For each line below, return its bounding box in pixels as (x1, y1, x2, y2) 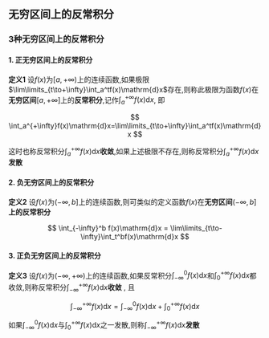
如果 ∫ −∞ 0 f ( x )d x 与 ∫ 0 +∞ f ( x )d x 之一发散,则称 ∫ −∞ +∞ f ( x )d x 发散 (8, 319, 200, 332)
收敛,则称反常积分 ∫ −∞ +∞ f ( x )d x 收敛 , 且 (8, 281, 135, 294)
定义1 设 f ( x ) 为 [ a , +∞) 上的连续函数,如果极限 (8, 75, 150, 84)
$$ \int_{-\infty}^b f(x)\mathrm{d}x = (47, 223, 169, 233)
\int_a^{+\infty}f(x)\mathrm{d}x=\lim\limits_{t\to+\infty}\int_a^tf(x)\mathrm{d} (8, 120, 262, 130)
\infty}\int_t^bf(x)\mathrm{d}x (79, 231, 179, 241)
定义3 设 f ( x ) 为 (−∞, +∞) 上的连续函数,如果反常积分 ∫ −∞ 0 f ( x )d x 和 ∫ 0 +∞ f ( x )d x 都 (8, 269, 257, 283)
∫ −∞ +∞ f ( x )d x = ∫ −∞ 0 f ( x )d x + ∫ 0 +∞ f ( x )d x (70, 299, 200, 313)
